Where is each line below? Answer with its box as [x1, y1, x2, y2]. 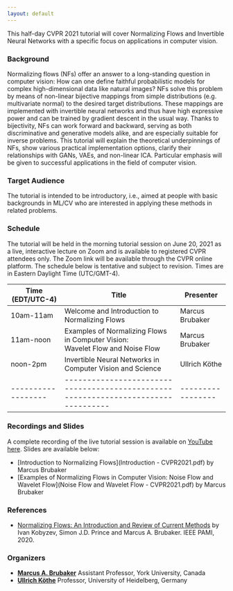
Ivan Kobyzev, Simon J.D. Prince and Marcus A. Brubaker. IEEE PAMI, [17, 528, 215, 537]
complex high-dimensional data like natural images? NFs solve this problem [7, 84, 223, 92]
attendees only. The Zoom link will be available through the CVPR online [7, 254, 213, 263]
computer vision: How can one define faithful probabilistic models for [7, 77, 205, 86]
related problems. [7, 207, 58, 215]
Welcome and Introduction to [64, 306, 159, 316]
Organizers [7, 553, 46, 563]
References [7, 505, 47, 515]
